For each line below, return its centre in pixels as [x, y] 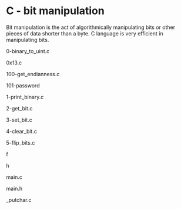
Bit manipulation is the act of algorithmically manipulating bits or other [90, 27]
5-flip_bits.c [21, 142]
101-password [23, 85]
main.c [14, 177]
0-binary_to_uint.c [28, 51]
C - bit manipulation [55, 11]
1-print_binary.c [25, 97]
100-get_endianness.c [33, 74]
